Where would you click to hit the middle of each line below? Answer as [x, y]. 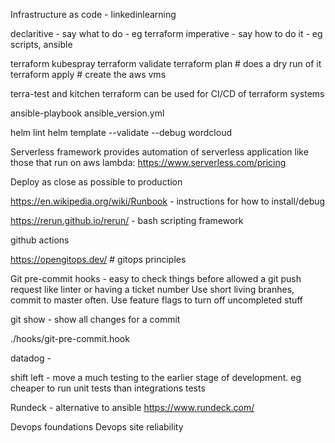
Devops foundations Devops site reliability [97, 427]
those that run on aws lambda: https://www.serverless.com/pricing [148, 162]
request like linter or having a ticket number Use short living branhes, [152, 289]
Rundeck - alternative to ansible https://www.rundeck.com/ [132, 407]
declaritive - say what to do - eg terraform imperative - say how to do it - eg [166, 33]
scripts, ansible [41, 44]
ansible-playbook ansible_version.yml [87, 113]
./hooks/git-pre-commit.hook [70, 338]
